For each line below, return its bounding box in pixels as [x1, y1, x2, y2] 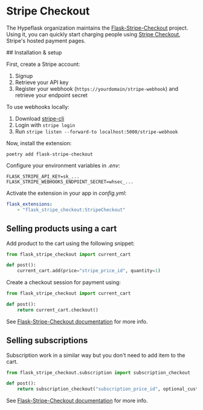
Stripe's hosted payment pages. [6, 37, 86, 44]
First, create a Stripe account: [6, 60, 80, 68]
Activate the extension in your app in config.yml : [6, 189, 127, 197]
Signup [14, 72, 33, 79]
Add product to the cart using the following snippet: [6, 239, 135, 247]
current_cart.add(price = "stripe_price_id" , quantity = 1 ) [17, 268, 161, 274]
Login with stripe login [14, 121, 76, 128]
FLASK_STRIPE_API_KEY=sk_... [6, 174, 80, 180]
